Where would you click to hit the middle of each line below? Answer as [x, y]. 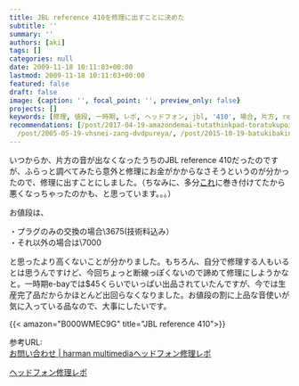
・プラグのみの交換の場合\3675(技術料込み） [92, 231]
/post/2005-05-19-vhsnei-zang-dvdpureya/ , [97, 134]
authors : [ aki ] [37, 42]
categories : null [41, 59]
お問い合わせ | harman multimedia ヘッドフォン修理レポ [110, 353]
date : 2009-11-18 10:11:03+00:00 [71, 68]
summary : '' [31, 34]
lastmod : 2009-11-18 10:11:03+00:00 [77, 76]
